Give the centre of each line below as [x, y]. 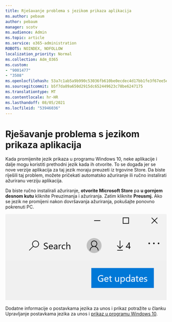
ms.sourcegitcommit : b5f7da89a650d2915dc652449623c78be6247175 [74, 87]
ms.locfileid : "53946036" [33, 108]
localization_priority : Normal [39, 54]
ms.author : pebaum [25, 16]
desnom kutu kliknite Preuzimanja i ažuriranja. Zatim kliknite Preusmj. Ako [84, 196]
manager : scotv [21, 27]
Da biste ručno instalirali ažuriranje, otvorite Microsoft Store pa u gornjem [84, 191]
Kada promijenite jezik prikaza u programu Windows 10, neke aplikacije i [81, 159]
